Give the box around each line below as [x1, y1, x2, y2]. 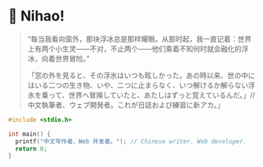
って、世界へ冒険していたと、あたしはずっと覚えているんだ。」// [48, 90, 256, 99]
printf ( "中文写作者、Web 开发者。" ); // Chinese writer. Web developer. [15, 137, 247, 145]
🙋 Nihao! [8, 7, 65, 25]
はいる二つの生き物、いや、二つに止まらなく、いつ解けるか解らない [27, 80, 249, 90]
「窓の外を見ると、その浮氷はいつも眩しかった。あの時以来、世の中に [27, 70, 256, 80]
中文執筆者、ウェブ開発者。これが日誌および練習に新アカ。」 [27, 100, 224, 109]
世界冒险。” [54, 54, 90, 63]
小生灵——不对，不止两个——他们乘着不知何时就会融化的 [54, 43, 242, 54]
